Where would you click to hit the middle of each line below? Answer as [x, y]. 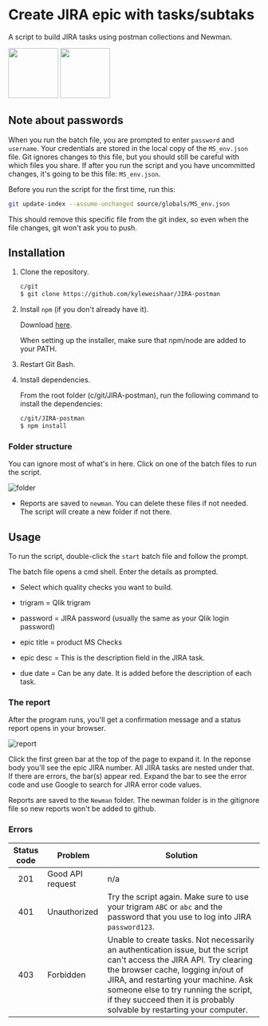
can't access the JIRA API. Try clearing [180, 960]
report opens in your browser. [57, 729]
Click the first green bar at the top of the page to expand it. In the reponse [130, 759]
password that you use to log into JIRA [179, 916]
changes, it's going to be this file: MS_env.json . [85, 174]
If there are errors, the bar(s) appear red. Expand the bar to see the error [128, 776]
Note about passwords [66, 120]
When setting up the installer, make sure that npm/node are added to [133, 341]
